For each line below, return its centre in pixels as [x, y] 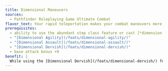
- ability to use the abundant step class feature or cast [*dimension [86, 33]
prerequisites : [21, 28]
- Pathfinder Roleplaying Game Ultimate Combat [60, 19]
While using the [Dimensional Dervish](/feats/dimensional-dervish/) [83, 61]
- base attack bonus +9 [34, 51]
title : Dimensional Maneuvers [37, 10]
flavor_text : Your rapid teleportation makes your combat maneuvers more [84, 24]
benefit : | [16, 56]
